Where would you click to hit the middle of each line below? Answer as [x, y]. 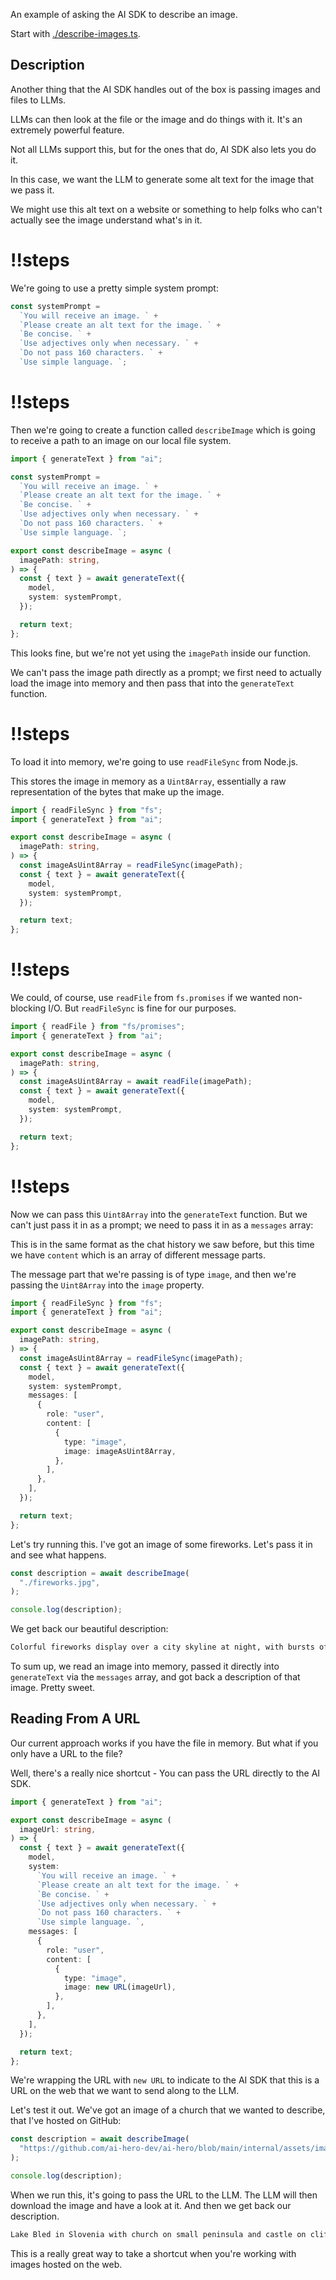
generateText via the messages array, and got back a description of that [155, 1677]
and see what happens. [58, 1555]
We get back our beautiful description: [89, 1629]
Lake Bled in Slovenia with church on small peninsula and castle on [158, 2234]
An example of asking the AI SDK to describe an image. [124, 14]
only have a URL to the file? [66, 1753]
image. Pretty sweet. [53, 1687]
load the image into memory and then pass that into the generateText [152, 683]
